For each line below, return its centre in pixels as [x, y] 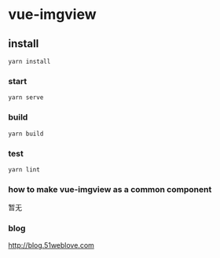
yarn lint [24, 170]
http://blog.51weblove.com [51, 245]
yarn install [29, 61]
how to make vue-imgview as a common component [110, 189]
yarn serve [26, 98]
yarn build [26, 134]
